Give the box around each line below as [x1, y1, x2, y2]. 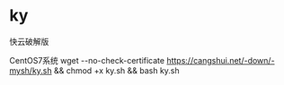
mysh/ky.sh [9, 64, 52, 76]
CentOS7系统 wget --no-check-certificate [9, 55, 164, 65]
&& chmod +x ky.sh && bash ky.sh [53, 64, 180, 76]
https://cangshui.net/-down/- [165, 55, 276, 65]
